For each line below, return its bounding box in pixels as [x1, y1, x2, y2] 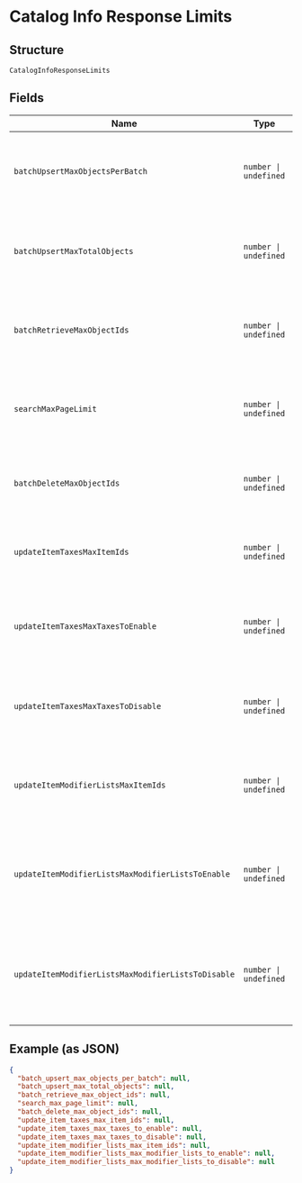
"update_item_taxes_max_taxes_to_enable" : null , [17, 1124, 203, 1133]
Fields [9, 90, 45, 105]
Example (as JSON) [9, 1042, 120, 1057]
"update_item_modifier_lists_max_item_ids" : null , [17, 1141, 211, 1150]
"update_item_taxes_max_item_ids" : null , [17, 1115, 175, 1124]
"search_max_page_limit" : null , [17, 1099, 139, 1108]
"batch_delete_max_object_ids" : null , [17, 1107, 164, 1116]
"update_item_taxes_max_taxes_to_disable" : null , [17, 1133, 207, 1142]
